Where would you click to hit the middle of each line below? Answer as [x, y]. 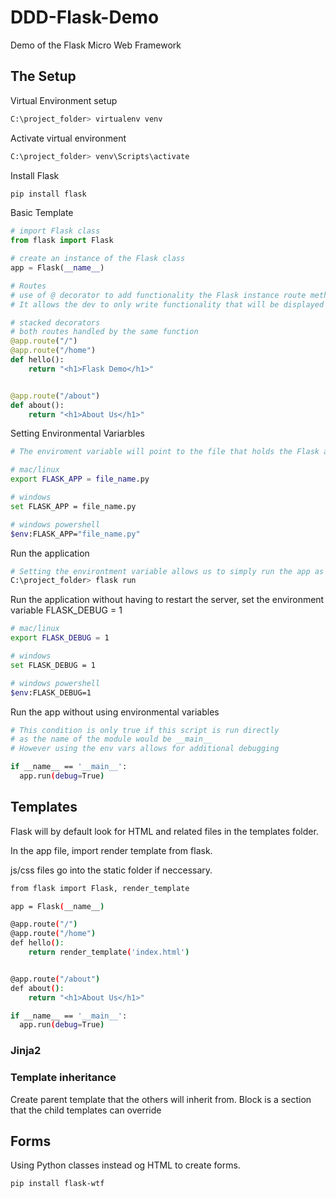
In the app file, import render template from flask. [111, 850]
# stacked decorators [55, 322]
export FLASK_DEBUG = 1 [60, 638]
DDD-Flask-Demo [85, 17]
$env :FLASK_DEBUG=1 [51, 692]
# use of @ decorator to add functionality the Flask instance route [158, 295]
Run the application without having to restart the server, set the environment [167, 600]
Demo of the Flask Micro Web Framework [96, 45]
